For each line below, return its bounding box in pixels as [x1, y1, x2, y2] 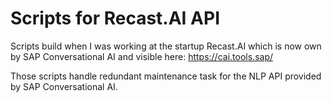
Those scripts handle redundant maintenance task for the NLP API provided [10, 70, 322, 82]
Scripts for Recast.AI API [10, 7, 221, 30]
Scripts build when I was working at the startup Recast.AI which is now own [10, 40, 322, 52]
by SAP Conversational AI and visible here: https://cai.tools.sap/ [10, 50, 273, 62]
